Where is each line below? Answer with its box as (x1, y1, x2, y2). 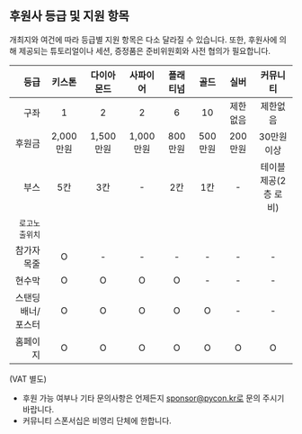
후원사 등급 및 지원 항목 (9, 8, 130, 24)
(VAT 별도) (9, 373, 48, 384)
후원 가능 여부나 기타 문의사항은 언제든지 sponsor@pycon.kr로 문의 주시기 (22, 393, 285, 403)
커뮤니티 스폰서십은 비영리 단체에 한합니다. (22, 415, 173, 426)
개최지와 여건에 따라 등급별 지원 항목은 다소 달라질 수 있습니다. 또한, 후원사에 (9, 34, 278, 45)
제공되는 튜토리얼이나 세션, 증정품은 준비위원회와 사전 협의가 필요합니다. (18, 45, 271, 56)
